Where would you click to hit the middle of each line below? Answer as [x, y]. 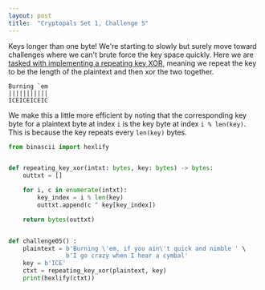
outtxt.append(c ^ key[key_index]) [97, 205]
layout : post [30, 16]
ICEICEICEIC [28, 100]
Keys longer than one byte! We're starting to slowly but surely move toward [132, 46]
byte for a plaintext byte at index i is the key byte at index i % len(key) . [127, 123]
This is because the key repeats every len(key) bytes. [98, 132]
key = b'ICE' [45, 264]
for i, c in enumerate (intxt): [75, 190]
